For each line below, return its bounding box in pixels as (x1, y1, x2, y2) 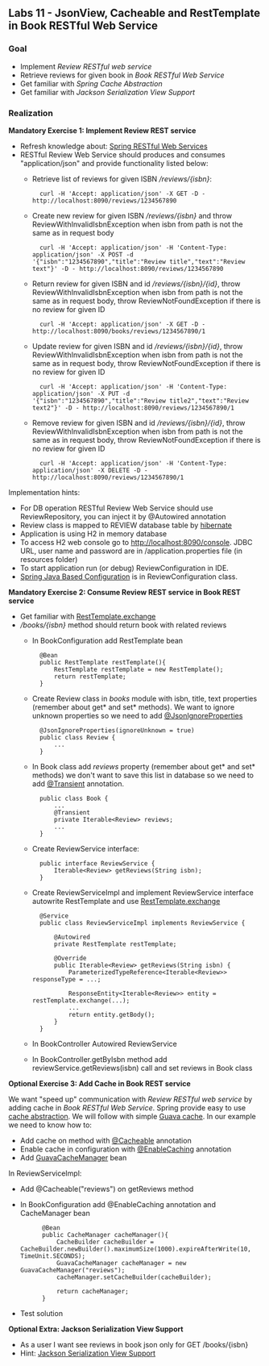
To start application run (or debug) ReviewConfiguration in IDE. (19, 563, 230, 573)
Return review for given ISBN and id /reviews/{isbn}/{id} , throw (31, 278, 241, 289)
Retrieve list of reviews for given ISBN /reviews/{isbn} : (31, 173, 212, 184)
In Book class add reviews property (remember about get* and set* (31, 761, 256, 771)
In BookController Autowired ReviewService (31, 1039, 177, 1048)
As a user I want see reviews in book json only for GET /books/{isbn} (19, 1339, 249, 1349)
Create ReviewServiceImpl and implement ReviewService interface (31, 887, 254, 897)
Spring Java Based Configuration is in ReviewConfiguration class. (19, 572, 238, 581)
